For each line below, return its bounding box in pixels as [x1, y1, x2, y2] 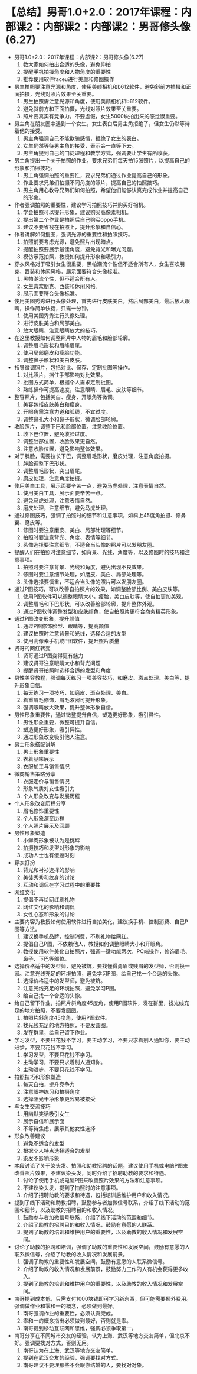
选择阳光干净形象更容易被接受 [22, 1095, 96, 1103]
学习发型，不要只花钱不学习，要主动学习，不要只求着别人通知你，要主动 [14, 1036, 190, 1044]
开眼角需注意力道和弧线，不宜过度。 [22, 408, 111, 415]
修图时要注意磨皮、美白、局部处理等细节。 [22, 526, 127, 533]
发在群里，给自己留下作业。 [22, 1029, 91, 1036]
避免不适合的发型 [22, 1139, 65, 1147]
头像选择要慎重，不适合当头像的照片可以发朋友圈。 [22, 578, 147, 585]
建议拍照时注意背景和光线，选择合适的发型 [22, 630, 127, 637]
